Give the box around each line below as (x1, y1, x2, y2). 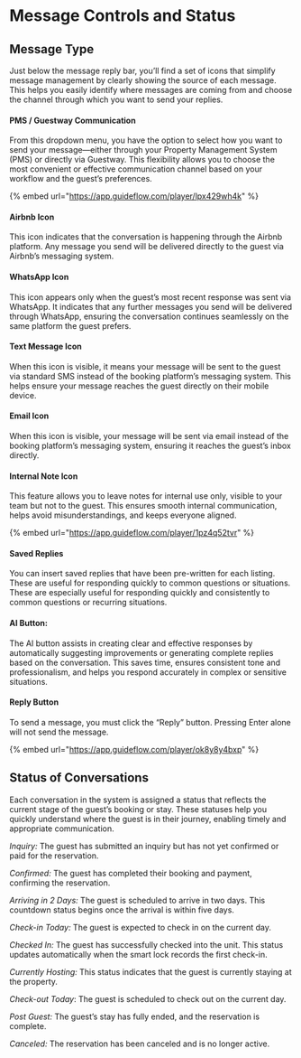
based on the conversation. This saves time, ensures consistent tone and (9, 657, 281, 668)
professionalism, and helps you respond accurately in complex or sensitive (9, 666, 287, 678)
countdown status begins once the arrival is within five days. (9, 904, 234, 915)
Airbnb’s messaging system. (9, 250, 114, 262)
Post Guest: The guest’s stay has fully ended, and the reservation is (9, 1011, 260, 1022)
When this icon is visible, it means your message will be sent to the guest (9, 360, 281, 371)
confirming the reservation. (9, 877, 111, 888)
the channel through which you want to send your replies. (9, 94, 223, 105)
